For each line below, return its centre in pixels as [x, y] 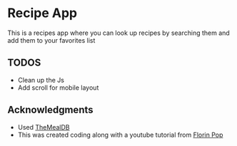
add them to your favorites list [51, 40]
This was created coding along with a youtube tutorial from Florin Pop [120, 135]
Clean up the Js [41, 80]
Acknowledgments [51, 110]
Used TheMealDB [44, 127]
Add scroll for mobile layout [58, 88]
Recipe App [42, 13]
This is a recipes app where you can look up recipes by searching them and [118, 33]
